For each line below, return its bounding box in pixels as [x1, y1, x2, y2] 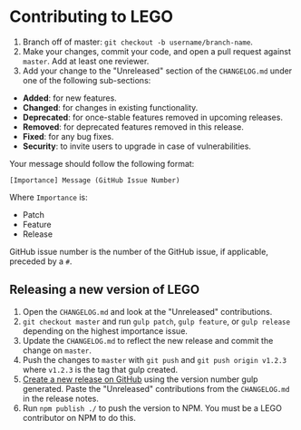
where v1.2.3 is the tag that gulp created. [22, 364, 179, 375]
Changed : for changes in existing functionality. [22, 102, 199, 112]
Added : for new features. [22, 93, 118, 103]
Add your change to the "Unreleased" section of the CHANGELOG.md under [22, 65, 293, 76]
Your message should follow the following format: [9, 158, 195, 169]
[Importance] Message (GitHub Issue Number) [9, 175, 180, 185]
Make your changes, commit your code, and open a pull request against [22, 45, 292, 56]
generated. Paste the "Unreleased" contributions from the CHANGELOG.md [22, 383, 290, 394]
